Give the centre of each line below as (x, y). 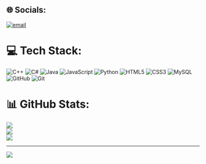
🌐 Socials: (26, 10)
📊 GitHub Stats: (48, 104)
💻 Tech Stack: (44, 51)
